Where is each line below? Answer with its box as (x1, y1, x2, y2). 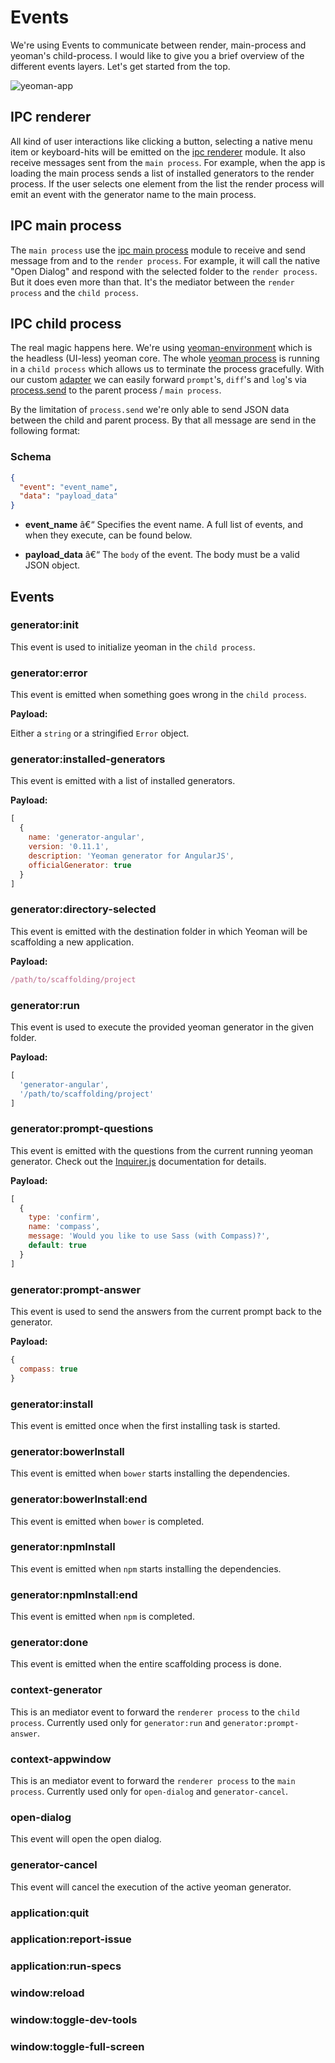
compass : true (19, 1364, 78, 1374)
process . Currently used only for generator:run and (10, 1716, 221, 1728)
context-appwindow (10, 1752, 112, 1766)
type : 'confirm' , (28, 1212, 101, 1223)
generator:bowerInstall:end (10, 1492, 148, 1506)
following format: (10, 425, 81, 437)
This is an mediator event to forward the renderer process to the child (10, 1706, 300, 1718)
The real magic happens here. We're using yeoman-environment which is (10, 342, 313, 354)
